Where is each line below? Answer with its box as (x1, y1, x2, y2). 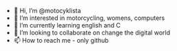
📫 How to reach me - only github (13, 37, 109, 44)
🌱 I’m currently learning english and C (13, 21, 121, 29)
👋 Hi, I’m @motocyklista (13, 7, 81, 14)
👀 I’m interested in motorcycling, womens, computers (13, 14, 165, 22)
